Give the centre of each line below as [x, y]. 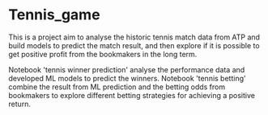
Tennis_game [54, 15]
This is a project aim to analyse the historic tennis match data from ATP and [134, 37]
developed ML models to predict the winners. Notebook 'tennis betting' [127, 78]
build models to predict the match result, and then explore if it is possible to [134, 45]
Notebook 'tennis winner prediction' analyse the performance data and [127, 69]
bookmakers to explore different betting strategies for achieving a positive [132, 95]
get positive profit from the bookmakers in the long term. [103, 54]
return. [19, 104]
